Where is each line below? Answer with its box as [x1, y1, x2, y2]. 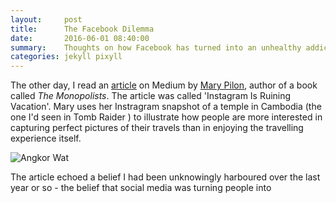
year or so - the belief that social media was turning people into [10, 182, 272, 194]
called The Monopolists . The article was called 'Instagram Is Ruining [10, 90, 292, 102]
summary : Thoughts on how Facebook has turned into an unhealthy [10, 42, 302, 53]
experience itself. [10, 132, 82, 145]
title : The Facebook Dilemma [10, 24, 155, 34]
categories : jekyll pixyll [10, 52, 123, 62]
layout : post [10, 14, 83, 25]
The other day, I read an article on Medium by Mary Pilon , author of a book [10, 79, 318, 91]
